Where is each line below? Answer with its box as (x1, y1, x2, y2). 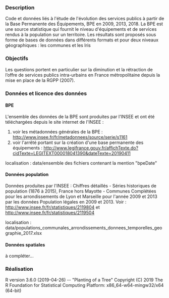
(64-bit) (5, 287, 22, 294)
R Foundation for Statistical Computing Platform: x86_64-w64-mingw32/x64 (5, 282, 164, 288)
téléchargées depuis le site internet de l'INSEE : (5, 119, 104, 125)
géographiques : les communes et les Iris (5, 42, 91, 48)
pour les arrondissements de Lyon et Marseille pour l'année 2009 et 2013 (5, 193, 157, 200)
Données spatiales (5, 241, 45, 247)
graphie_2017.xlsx (5, 230, 42, 236)
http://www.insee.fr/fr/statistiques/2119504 (5, 209, 95, 216)
